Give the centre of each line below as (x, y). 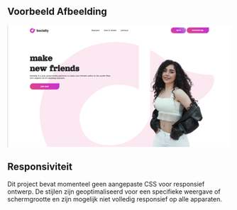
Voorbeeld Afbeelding (57, 12)
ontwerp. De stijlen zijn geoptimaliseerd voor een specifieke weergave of (114, 192)
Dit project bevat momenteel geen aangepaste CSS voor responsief (106, 184)
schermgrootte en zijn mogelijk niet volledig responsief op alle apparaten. (115, 199)
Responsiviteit (40, 167)
